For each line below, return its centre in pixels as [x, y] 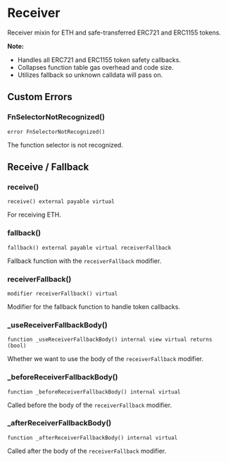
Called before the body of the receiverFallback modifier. [90, 405]
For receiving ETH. [34, 215]
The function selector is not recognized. [65, 145]
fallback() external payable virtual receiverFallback [89, 248]
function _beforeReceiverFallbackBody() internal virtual [94, 392]
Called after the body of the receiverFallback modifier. [87, 451]
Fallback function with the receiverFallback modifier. [84, 261]
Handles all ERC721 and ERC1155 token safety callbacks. [99, 60]
